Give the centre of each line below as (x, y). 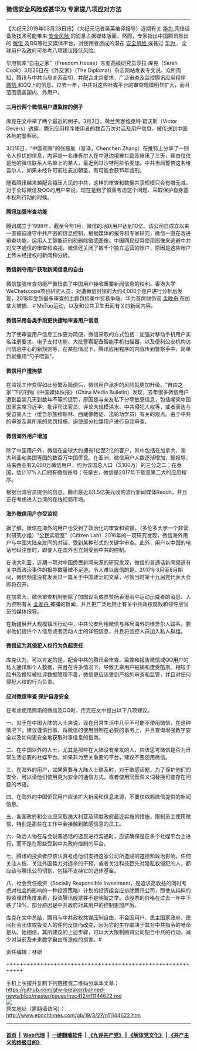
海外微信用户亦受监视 (32, 514)
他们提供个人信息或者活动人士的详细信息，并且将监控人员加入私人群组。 (98, 631)
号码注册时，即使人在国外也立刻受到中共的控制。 (70, 550)
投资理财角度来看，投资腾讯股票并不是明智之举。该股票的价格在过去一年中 (96, 898)
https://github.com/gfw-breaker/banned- (56, 990)
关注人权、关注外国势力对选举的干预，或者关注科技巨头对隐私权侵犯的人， (96, 864)
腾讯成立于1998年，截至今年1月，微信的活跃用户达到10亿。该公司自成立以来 (98, 226)
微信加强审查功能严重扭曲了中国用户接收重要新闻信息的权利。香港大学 (91, 284)
